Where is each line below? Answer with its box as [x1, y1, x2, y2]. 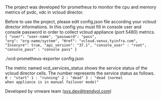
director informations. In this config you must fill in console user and [5, 24, 142, 30]
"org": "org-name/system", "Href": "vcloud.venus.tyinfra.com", [5, 39, 138, 43]
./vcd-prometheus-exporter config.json [5, 56, 84, 61]
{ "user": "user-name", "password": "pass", [5, 34, 97, 39]
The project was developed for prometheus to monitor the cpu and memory [5, 4, 157, 10]
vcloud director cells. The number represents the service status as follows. [5, 70, 155, 76]
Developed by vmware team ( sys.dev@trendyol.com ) [5, 88, 112, 94]
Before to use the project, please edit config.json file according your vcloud [5, 19, 157, 24]
